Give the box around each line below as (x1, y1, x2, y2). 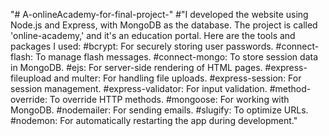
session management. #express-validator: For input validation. (10, 83, 268, 94)
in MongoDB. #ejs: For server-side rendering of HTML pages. (10, 62, 263, 73)
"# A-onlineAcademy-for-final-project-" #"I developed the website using (10, 9, 309, 20)
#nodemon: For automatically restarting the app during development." (10, 115, 298, 126)
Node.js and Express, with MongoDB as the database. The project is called (10, 19, 318, 31)
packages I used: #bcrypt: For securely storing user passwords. (10, 40, 274, 52)
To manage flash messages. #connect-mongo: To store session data (35, 51, 319, 63)
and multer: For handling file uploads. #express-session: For (53, 72, 302, 84)
